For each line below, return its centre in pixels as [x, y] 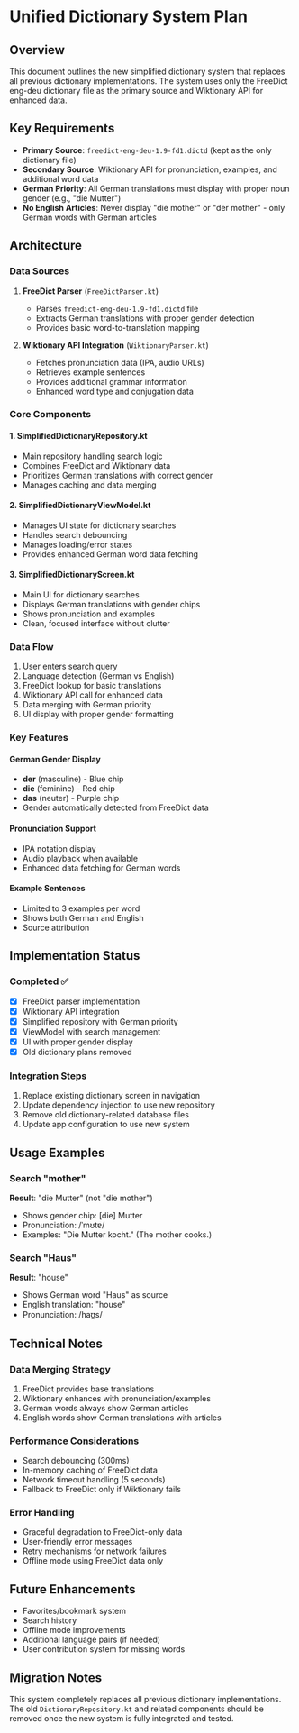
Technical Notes [56, 1343]
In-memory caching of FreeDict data [90, 1470]
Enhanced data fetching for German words [101, 868]
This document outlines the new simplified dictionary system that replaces [147, 71]
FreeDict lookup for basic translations [92, 686]
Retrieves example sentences [91, 372]
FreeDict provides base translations [88, 1389]
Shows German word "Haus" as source [95, 1295]
